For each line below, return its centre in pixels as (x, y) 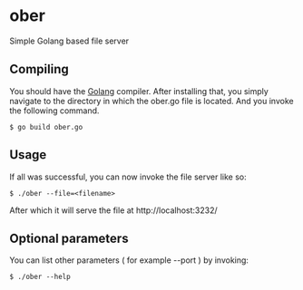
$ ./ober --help (40, 277)
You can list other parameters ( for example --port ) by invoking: (129, 260)
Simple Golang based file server (69, 41)
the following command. (54, 111)
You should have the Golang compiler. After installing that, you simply (139, 91)
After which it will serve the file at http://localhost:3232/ (113, 210)
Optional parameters (69, 238)
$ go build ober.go (46, 127)
